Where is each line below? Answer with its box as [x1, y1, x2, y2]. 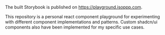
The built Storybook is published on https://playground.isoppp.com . [5, 4, 143, 10]
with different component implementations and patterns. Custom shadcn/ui [5, 19, 158, 25]
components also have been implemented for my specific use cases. [5, 24, 145, 30]
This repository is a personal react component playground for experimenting [5, 14, 160, 19]
